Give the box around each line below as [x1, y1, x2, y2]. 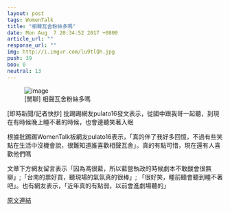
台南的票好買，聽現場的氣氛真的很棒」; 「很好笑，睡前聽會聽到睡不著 [27, 173, 223, 181]
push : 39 [7, 55, 32, 62]
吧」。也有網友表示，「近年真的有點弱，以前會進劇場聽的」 [7, 181, 170, 190]
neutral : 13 [7, 67, 41, 74]
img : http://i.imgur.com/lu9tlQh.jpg [7, 49, 115, 56]
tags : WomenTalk [7, 16, 54, 23]
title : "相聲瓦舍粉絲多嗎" [7, 23, 76, 30]
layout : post [7, 10, 45, 17]
